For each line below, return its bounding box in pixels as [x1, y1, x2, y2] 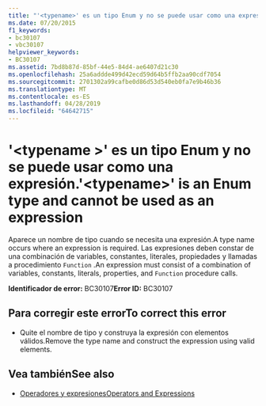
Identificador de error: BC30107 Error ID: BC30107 [8, 283, 173, 293]
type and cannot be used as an [8, 192, 215, 210]
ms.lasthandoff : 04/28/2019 [8, 100, 101, 108]
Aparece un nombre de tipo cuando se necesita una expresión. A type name [8, 234, 255, 244]
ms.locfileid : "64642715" [8, 108, 93, 116]
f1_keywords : [8, 26, 51, 34]
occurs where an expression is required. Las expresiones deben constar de [8, 243, 254, 252]
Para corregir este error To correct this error [8, 306, 227, 321]
